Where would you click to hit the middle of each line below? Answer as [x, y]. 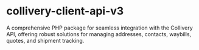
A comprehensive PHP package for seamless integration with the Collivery [100, 28]
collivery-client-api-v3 [65, 11]
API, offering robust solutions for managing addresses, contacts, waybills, [99, 34]
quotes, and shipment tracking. [45, 40]
